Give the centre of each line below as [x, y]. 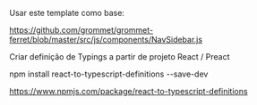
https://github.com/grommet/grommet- [81, 30]
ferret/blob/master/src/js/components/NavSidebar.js [106, 40]
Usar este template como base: [67, 13]
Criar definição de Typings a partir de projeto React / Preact [120, 57]
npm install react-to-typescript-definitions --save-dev [109, 74]
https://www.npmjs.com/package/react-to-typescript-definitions [128, 91]
